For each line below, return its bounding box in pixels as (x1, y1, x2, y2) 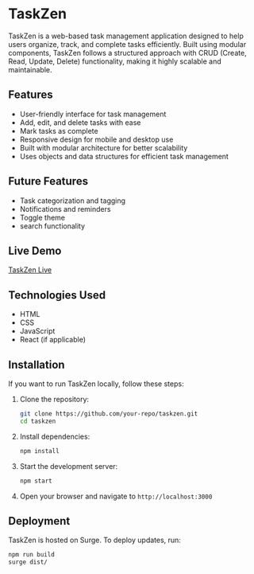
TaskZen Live (8, 265, 52, 275)
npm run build (8, 551, 56, 559)
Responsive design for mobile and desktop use (19, 135, 174, 144)
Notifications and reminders (19, 204, 111, 213)
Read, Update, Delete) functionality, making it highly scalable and (8, 57, 222, 66)
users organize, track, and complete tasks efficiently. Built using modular (8, 39, 247, 49)
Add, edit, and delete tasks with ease (19, 117, 141, 127)
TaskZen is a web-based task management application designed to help (8, 31, 244, 41)
